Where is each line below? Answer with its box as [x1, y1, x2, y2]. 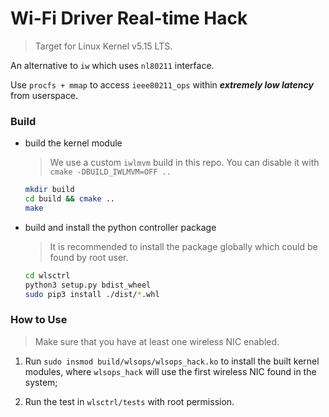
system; [24, 376, 58, 388]
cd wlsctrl [24, 270, 71, 281]
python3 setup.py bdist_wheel [24, 280, 152, 290]
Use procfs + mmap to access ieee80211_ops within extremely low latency [10, 78, 314, 91]
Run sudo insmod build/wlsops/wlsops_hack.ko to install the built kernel [24, 355, 320, 367]
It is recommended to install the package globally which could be [49, 240, 318, 252]
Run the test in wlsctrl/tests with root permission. [24, 395, 235, 407]
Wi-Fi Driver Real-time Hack [10, 7, 248, 30]
